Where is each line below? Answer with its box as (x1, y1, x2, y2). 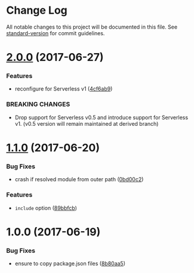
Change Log (6, 4, 67, 17)
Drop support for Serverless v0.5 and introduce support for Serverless (14, 114, 189, 121)
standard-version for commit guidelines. (6, 29, 105, 36)
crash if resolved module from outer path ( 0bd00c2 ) (14, 176, 144, 183)
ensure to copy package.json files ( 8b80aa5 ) (14, 260, 126, 267)
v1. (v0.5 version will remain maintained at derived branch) (14, 120, 159, 127)
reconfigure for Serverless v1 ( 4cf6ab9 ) (14, 85, 113, 92)
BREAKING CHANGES (6, 100, 70, 108)
